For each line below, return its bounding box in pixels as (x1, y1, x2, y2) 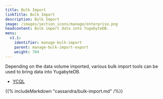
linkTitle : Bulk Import (5, 12, 55, 17)
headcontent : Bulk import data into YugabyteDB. (5, 26, 109, 31)
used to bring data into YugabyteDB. (5, 68, 80, 74)
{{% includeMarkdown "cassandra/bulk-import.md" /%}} (5, 88, 123, 94)
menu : (5, 31, 17, 36)
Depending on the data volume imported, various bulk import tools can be (5, 63, 158, 69)
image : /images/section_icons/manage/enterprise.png (5, 21, 118, 27)
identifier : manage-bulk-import (14, 40, 82, 45)
